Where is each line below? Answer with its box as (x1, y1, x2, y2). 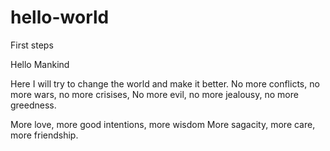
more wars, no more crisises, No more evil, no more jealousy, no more (10, 88, 299, 100)
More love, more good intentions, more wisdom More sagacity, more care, (10, 118, 316, 130)
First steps (10, 39, 54, 51)
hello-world (10, 6, 110, 29)
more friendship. (10, 129, 79, 141)
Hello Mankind (10, 58, 70, 70)
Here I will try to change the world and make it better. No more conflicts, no (10, 77, 320, 90)
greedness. (10, 99, 57, 111)
